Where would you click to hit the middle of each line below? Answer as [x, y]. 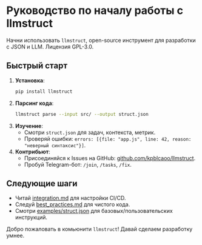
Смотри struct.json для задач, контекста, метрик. [90, 132]
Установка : [30, 80]
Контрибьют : [32, 152]
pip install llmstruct [44, 92]
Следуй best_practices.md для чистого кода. [72, 204]
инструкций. [31, 217]
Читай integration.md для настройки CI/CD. [70, 198]
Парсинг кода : [34, 103]
